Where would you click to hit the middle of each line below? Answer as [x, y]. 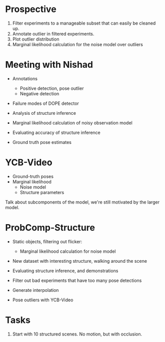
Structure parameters [42, 192]
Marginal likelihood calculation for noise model [68, 251]
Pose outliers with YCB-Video [43, 300]
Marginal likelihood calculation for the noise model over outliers [78, 44]
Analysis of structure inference [44, 113]
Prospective [31, 9]
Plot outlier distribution [36, 39]
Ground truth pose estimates [42, 142]
